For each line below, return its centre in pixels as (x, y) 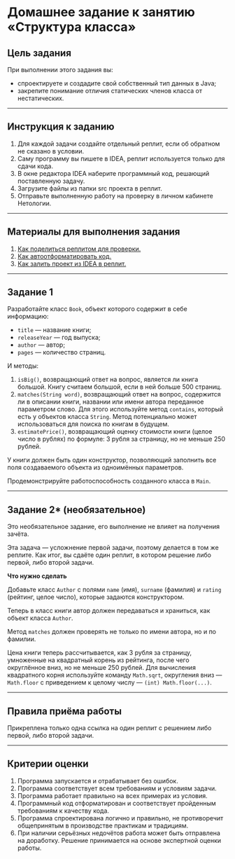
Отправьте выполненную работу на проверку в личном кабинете (115, 195)
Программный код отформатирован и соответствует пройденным (116, 803)
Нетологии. (34, 203)
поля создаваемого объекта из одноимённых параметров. (95, 467)
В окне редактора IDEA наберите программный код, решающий (113, 173)
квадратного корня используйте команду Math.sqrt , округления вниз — (115, 675)
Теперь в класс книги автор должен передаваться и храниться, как (109, 611)
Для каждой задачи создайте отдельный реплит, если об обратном (119, 144)
